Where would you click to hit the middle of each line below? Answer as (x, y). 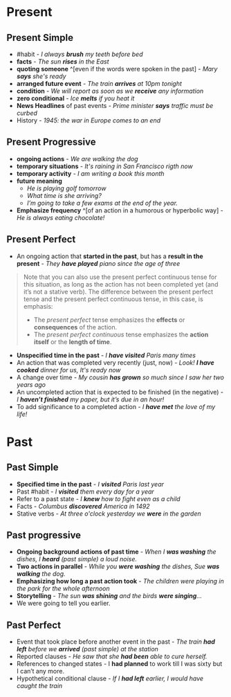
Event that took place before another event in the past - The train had (115, 642)
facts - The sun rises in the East (63, 62)
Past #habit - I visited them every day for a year (85, 491)
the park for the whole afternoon (63, 588)
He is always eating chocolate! (61, 217)
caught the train (39, 686)
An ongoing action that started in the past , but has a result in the (110, 256)
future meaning (39, 181)
